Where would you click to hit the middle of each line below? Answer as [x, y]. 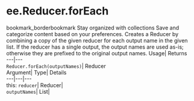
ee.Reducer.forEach [58, 11]
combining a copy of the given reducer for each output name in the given [97, 40]
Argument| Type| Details [36, 72]
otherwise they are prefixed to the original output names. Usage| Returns [97, 53]
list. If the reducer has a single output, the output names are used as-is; [95, 47]
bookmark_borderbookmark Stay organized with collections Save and [93, 28]
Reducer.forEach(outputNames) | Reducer [56, 66]
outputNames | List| [28, 91]
